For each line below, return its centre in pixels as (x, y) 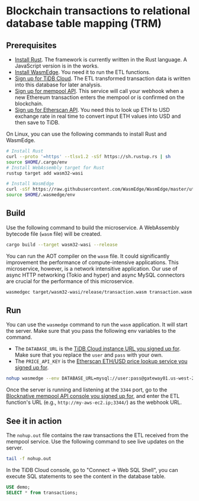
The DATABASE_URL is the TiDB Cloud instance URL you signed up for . (98, 349)
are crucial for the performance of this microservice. (70, 281)
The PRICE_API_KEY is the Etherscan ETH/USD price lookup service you (101, 361)
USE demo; (18, 487)
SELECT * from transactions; (42, 493)
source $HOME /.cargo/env (37, 162)
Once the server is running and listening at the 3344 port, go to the (87, 390)
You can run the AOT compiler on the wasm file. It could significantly (88, 256)
